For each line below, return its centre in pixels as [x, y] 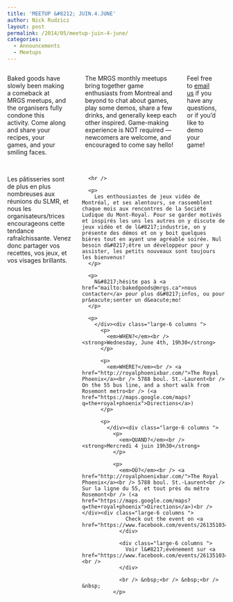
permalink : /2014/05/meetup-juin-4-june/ [68, 33]
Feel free [200, 78]
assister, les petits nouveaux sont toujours [149, 251]
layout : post [26, 26]
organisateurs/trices [36, 215]
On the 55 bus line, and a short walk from [146, 385]
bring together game [114, 86]
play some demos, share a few [129, 108]
